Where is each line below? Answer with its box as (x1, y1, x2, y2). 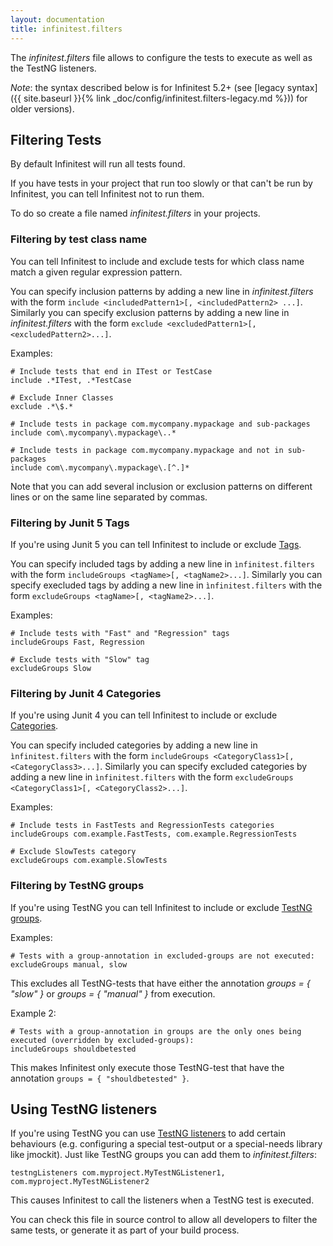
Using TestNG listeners (10, 1101, 158, 1118)
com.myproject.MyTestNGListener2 (10, 1177, 150, 1187)
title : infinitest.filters (10, 24, 123, 34)
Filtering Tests (10, 131, 102, 148)
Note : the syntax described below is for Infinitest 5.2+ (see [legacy (10, 81, 285, 93)
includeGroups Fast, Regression (10, 637, 145, 647)
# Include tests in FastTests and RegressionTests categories (10, 821, 275, 831)
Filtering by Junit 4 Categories (10, 686, 162, 700)
